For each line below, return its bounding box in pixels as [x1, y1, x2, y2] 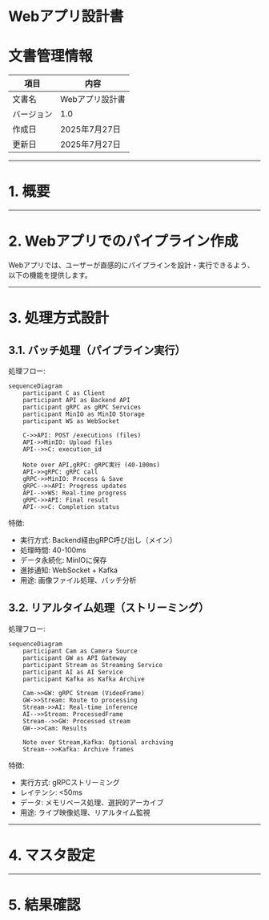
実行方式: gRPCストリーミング [19, 777, 120, 787]
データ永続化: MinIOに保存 [19, 556, 107, 564]
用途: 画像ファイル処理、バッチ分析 [19, 576, 137, 584]
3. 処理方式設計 [8, 309, 110, 328]
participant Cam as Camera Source [22, 647, 138, 655]
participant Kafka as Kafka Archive [22, 675, 146, 683]
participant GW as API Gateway [22, 653, 127, 662]
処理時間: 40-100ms [19, 545, 86, 555]
